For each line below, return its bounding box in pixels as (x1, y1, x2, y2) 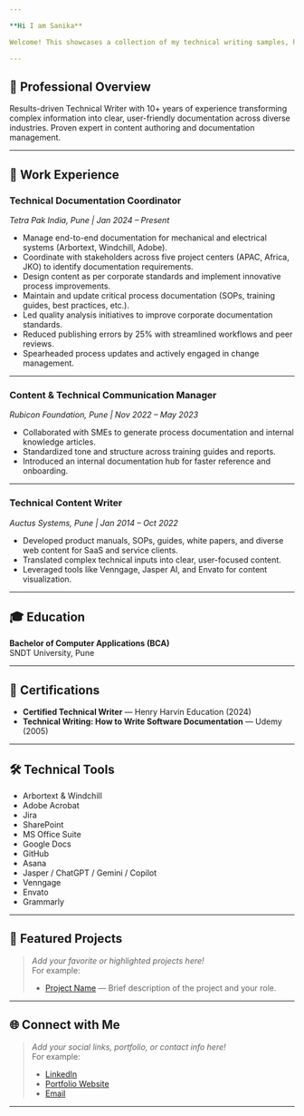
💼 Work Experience (9, 167, 119, 182)
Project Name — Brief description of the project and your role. (44, 982, 277, 994)
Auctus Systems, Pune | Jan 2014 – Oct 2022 (9, 517, 179, 528)
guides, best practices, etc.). (22, 300, 129, 310)
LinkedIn (44, 1068, 78, 1080)
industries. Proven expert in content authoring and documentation (9, 122, 255, 133)
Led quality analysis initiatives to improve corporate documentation (22, 309, 273, 320)
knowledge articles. (22, 436, 97, 447)
